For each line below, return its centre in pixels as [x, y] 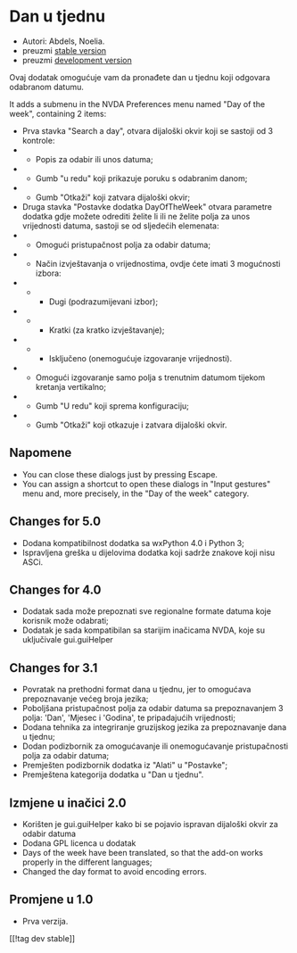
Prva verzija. [45, 921]
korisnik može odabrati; [65, 621]
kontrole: [38, 140]
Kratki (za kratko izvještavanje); [107, 330]
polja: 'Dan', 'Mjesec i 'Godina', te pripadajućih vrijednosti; [129, 718]
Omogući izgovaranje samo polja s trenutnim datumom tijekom [150, 377]
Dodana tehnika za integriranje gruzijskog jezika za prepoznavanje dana [154, 727]
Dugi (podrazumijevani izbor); [103, 302]
